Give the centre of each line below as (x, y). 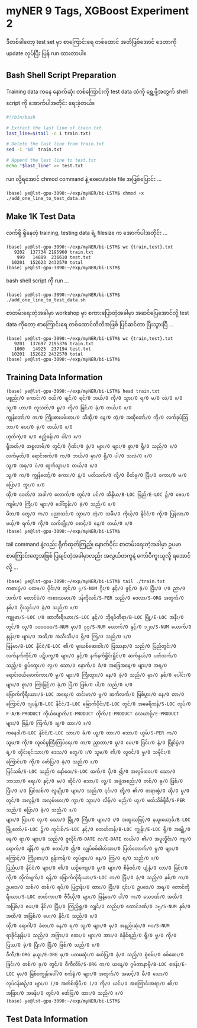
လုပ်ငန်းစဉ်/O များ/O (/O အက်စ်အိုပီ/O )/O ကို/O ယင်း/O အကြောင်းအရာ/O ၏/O (92, 984)
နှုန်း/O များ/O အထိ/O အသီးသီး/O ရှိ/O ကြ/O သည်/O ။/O (69, 636)
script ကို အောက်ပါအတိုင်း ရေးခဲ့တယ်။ (51, 103)
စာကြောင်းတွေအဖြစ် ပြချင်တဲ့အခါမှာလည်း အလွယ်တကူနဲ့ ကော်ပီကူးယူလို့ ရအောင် (98, 555)
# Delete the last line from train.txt (55, 144)
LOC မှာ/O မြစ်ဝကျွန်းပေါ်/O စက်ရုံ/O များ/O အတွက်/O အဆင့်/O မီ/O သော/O (87, 974)
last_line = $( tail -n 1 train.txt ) (49, 133)
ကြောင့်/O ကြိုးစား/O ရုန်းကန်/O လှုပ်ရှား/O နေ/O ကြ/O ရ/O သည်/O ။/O (83, 858)
